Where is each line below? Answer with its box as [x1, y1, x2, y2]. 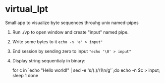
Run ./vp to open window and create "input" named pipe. [12, 29, 129, 35]
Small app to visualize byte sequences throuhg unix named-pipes [5, 20, 139, 26]
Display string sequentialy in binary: [12, 57, 86, 63]
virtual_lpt [5, 3, 49, 15]
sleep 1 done [12, 72, 39, 78]
